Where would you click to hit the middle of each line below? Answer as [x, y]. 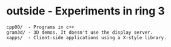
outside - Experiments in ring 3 [85, 11]
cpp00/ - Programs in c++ [40, 27]
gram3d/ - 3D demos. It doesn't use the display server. [80, 32]
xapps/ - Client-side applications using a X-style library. [86, 37]
